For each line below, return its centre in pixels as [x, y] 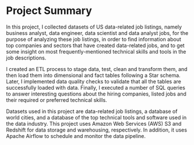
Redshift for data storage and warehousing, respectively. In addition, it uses [97, 130]
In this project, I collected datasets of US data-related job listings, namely [94, 27]
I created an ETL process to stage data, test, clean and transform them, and [97, 69]
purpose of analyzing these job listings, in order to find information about [94, 39]
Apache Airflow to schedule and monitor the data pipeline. [76, 136]
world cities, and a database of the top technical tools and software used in [96, 117]
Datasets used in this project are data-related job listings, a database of [92, 111]
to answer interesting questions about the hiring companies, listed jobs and [96, 94]
